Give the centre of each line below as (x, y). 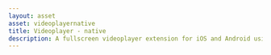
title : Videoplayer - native (57, 31)
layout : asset (32, 16)
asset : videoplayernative (52, 23)
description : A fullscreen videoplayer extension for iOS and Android (129, 38)
